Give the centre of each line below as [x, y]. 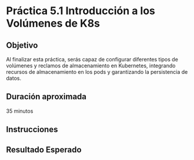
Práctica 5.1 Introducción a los [81, 11]
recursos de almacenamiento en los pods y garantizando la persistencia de [97, 72]
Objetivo [22, 45]
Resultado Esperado [44, 150]
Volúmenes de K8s [53, 23]
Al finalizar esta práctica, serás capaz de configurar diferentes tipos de [92, 59]
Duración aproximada [46, 97]
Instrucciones [32, 130]
